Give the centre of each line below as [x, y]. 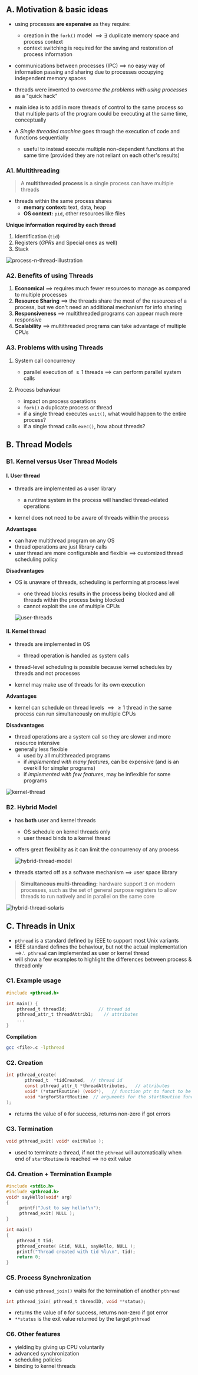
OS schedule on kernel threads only [67, 832]
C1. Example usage [34, 980]
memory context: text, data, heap [65, 207]
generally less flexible [41, 749]
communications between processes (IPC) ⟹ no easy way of [90, 65]
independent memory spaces [50, 78]
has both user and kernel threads [55, 820]
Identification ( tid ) [37, 237]
